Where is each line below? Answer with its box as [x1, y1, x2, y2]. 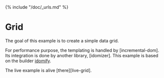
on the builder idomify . [5, 58, 51, 64]
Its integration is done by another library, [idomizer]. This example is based [5, 52, 159, 58]
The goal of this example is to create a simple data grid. [5, 38, 119, 43]
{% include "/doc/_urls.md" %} [5, 4, 69, 10]
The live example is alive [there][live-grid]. [5, 67, 92, 73]
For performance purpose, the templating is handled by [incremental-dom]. [5, 47, 160, 53]
